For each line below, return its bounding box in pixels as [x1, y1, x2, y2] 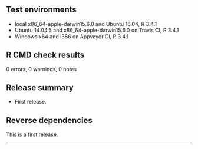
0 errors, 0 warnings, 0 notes [6, 65, 77, 72]
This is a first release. [6, 131, 58, 138]
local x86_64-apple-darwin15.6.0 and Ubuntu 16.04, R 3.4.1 [14, 20, 157, 27]
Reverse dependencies [6, 115, 93, 125]
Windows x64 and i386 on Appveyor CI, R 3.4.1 [14, 32, 129, 40]
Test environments [6, 5, 77, 15]
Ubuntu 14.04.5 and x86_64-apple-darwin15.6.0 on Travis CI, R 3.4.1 [14, 27, 179, 34]
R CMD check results [6, 50, 85, 60]
